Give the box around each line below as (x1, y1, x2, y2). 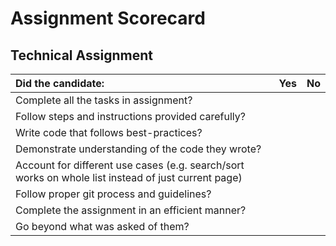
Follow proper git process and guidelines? (15, 187, 212, 201)
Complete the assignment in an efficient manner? (15, 203, 247, 217)
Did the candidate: (15, 77, 105, 90)
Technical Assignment (10, 47, 153, 64)
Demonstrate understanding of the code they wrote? (15, 142, 262, 156)
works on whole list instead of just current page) (15, 171, 243, 184)
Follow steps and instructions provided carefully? (15, 110, 246, 123)
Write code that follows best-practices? (15, 126, 203, 139)
